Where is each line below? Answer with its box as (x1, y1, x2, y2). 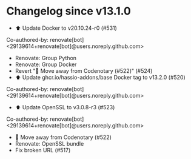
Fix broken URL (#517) (15, 146, 71, 154)
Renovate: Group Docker (15, 61, 77, 68)
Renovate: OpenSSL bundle (15, 140, 84, 147)
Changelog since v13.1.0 (6, 4, 132, 18)
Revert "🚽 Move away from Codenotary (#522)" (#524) (15, 67, 153, 74)
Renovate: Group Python (15, 54, 77, 61)
